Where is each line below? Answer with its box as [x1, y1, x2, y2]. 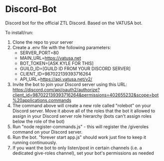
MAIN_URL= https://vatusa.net [19, 55, 81, 61]
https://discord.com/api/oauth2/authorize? [12, 86, 100, 92]
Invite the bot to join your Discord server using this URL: [12, 81, 128, 87]
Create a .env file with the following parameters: [12, 44, 111, 50]
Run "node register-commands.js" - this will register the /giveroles [12, 123, 149, 130]
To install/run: [5, 29, 33, 35]
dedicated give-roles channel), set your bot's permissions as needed [12, 150, 155, 156]
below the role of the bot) [12, 118, 65, 124]
